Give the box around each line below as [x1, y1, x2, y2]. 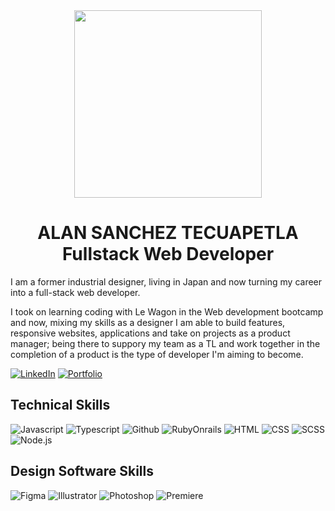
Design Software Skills [10, 463, 154, 480]
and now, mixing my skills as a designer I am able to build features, [10, 316, 286, 328]
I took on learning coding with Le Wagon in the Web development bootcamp [10, 305, 324, 318]
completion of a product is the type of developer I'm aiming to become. [10, 348, 304, 360]
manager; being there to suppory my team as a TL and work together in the [10, 337, 321, 349]
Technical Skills [10, 397, 111, 414]
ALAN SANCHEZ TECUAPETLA [37, 222, 299, 244]
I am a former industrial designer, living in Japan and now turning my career [10, 275, 323, 288]
